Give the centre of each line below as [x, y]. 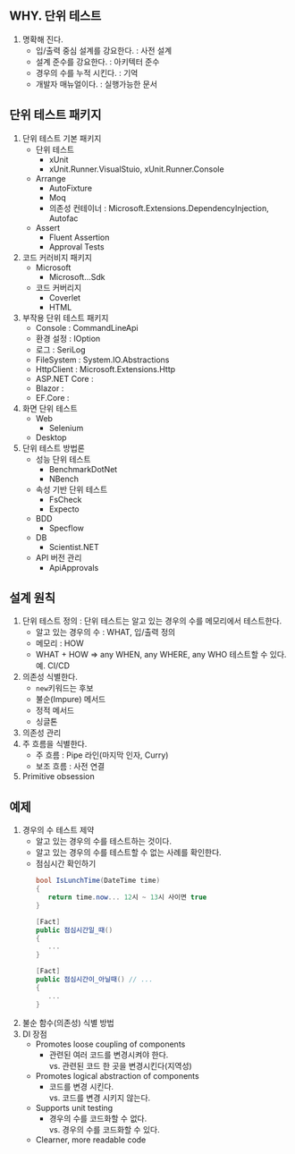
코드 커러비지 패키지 [57, 257]
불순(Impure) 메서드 [71, 700]
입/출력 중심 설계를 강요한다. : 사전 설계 [104, 50]
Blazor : [50, 388]
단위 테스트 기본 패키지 [62, 138]
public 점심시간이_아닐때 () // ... [94, 980]
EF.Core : [52, 397]
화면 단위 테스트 [50, 408]
